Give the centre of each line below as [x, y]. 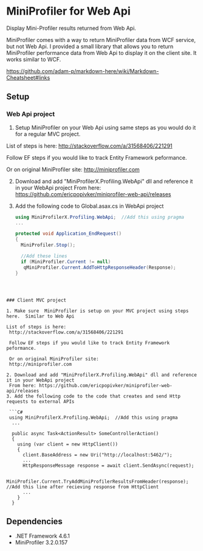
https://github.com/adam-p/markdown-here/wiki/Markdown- [83, 71]
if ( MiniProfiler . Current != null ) [66, 261]
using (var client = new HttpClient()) [68, 444]
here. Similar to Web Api [40, 316]
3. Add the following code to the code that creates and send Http [94, 396]
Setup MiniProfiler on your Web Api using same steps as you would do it [105, 127]
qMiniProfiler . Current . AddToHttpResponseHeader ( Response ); [100, 267]
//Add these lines [44, 256]
